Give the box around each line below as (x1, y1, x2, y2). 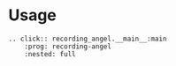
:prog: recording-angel (24, 41, 112, 51)
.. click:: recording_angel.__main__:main (8, 34, 167, 43)
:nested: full (24, 49, 76, 58)
